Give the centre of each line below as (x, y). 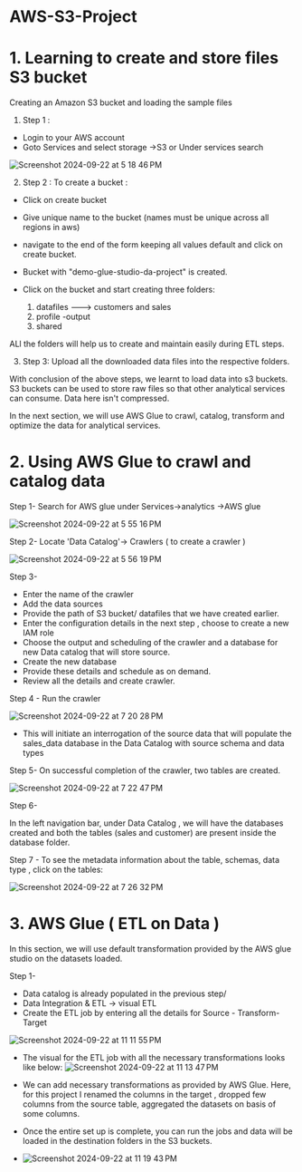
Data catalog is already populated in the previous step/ (124, 993)
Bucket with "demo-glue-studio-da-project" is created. (125, 272)
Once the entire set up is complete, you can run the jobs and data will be (157, 1131)
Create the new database (70, 662)
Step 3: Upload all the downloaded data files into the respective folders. (156, 362)
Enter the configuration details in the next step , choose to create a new (156, 624)
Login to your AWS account (73, 138)
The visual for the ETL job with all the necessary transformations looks (154, 1057)
